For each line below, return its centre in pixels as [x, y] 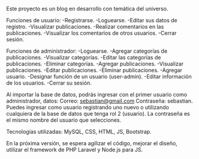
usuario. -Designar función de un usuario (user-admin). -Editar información [99, 76]
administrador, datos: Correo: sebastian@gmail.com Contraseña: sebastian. [99, 101]
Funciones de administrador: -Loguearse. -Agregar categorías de [87, 51]
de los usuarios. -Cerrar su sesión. [49, 83]
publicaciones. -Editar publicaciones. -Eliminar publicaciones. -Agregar [94, 70]
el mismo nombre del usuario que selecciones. [64, 120]
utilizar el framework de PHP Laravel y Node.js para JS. [75, 150]
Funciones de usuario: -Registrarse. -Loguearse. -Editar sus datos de [92, 20]
